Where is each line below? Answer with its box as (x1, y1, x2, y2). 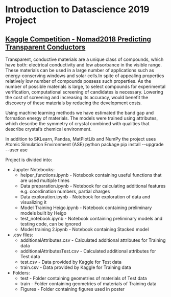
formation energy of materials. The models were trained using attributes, (5, 115, 158, 121)
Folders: (12, 270, 30, 276)
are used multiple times (20, 177, 70, 184)
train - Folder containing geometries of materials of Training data (20, 281, 157, 287)
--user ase (5, 147, 28, 153)
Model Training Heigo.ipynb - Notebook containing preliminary (20, 204, 152, 211)
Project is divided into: (5, 157, 53, 163)
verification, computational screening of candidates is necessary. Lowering (5, 89, 163, 95)
